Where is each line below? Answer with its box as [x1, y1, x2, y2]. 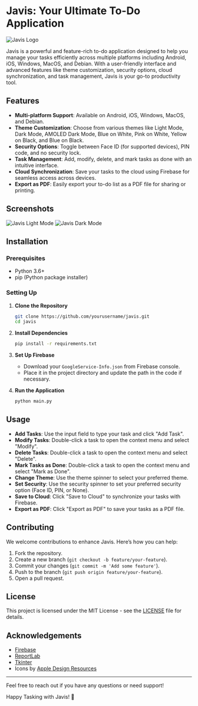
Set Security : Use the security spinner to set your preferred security [14, 480, 181, 487]
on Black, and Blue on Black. [14, 137, 84, 144]
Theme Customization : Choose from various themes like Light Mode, [14, 124, 184, 131]
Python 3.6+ [14, 268, 45, 275]
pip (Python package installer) [14, 274, 88, 281]
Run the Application [14, 387, 65, 394]
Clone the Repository [14, 302, 68, 309]
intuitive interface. [14, 161, 59, 169]
